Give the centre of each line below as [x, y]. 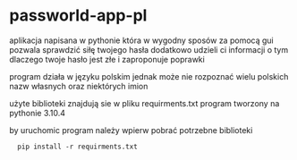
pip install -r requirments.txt [78, 147]
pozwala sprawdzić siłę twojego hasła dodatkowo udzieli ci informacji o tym [149, 49]
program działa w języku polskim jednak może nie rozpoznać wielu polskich [149, 76]
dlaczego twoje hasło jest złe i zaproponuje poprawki [107, 59]
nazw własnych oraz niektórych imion [79, 86]
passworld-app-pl [78, 16]
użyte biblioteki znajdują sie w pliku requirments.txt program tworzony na [144, 103]
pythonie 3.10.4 [37, 113]
